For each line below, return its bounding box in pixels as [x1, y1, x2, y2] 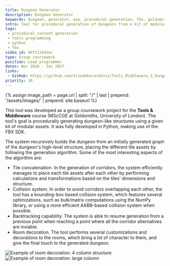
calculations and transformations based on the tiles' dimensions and [12, 175, 155, 181]
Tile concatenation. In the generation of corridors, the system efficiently [12, 164, 163, 170]
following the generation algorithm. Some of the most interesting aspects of [5, 149, 163, 155]
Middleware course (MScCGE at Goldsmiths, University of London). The [5, 112, 156, 119]
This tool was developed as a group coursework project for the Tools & [5, 107, 153, 113]
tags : [5, 26, 17, 31]
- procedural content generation [7, 31, 78, 36]
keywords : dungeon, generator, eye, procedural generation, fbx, [5, 17, 146, 22]
